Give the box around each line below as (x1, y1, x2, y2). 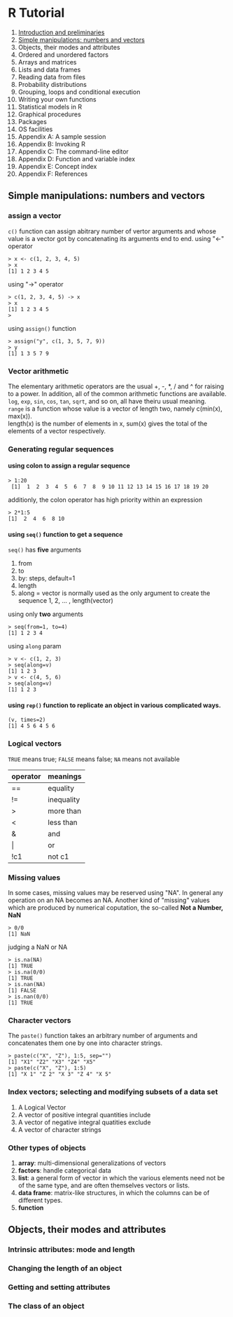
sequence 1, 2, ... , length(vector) (17, 596, 114, 605)
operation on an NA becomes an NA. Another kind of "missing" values (8, 896, 211, 905)
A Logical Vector (17, 1103, 66, 1112)
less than (48, 817, 78, 827)
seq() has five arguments (8, 545, 82, 554)
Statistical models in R (17, 102, 83, 111)
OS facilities (17, 125, 53, 133)
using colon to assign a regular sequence (8, 461, 130, 470)
